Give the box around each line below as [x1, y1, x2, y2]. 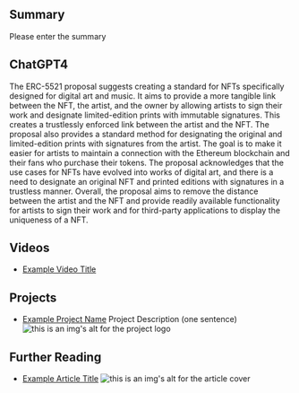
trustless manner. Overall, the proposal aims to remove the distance [9, 186, 259, 196]
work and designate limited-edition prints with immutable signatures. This [9, 109, 280, 120]
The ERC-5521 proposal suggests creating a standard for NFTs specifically [9, 81, 285, 92]
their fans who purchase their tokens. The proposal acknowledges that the [9, 157, 285, 168]
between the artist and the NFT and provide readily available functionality [9, 195, 280, 205]
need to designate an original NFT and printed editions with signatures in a [9, 176, 285, 187]
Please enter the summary [9, 31, 107, 41]
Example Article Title [21, 373, 99, 384]
